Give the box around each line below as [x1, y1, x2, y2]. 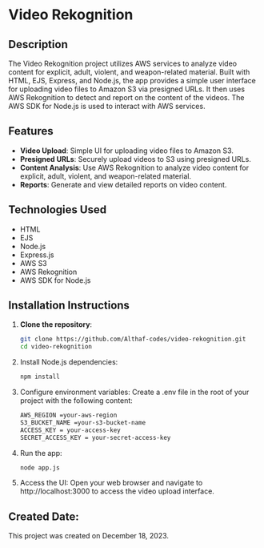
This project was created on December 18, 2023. [8, 531, 170, 541]
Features [8, 124, 54, 138]
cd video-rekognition [19, 343, 92, 351]
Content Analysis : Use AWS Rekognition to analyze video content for [19, 163, 250, 172]
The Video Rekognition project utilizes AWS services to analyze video [8, 58, 238, 68]
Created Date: [8, 510, 80, 523]
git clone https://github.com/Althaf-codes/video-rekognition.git [19, 335, 246, 344]
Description [8, 38, 68, 51]
